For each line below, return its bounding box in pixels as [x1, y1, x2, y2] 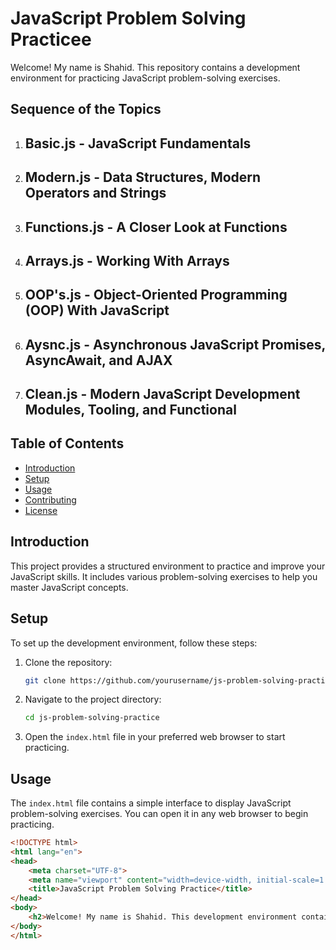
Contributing [24, 493, 77, 506]
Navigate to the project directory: [24, 693, 162, 706]
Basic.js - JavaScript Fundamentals [24, 135, 252, 152]
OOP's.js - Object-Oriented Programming [24, 287, 288, 304]
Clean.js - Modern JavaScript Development [24, 386, 301, 403]
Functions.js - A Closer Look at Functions [24, 218, 288, 236]
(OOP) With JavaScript [24, 302, 170, 319]
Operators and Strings [24, 185, 167, 202]
